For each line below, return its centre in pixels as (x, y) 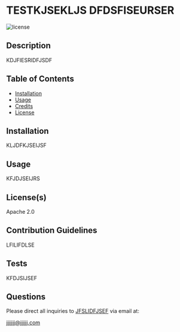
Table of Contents (40, 79)
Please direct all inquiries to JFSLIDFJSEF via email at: (73, 311)
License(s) (26, 197)
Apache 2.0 (20, 212)
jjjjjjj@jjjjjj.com (23, 322)
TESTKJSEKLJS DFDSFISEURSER (90, 10)
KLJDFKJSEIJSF (26, 145)
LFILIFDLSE (20, 245)
